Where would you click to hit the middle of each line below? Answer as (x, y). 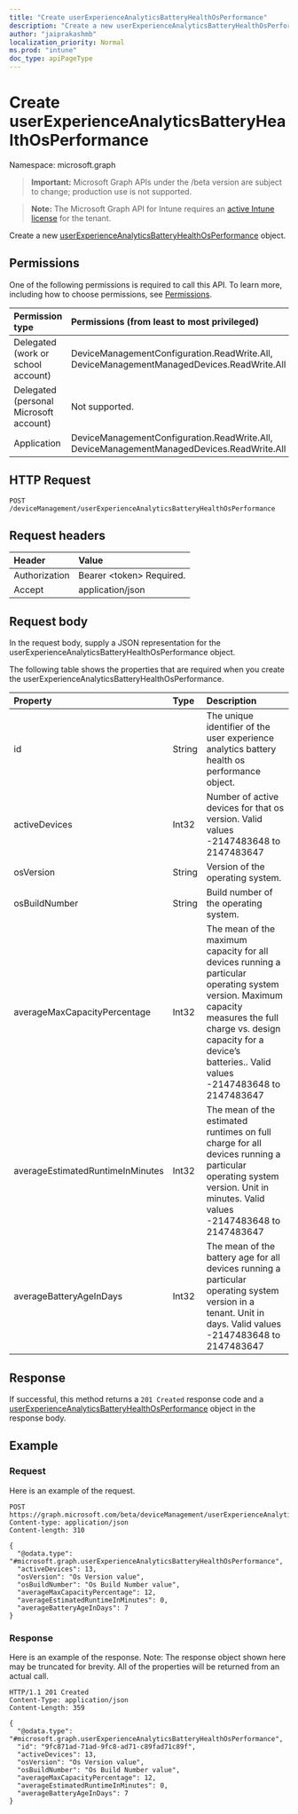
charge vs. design (243, 1029)
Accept (29, 590)
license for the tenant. (71, 218)
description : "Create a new (61, 26)
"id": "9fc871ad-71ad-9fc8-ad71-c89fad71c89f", (107, 1747)
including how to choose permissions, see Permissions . (111, 294)
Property (33, 701)
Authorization (42, 575)
